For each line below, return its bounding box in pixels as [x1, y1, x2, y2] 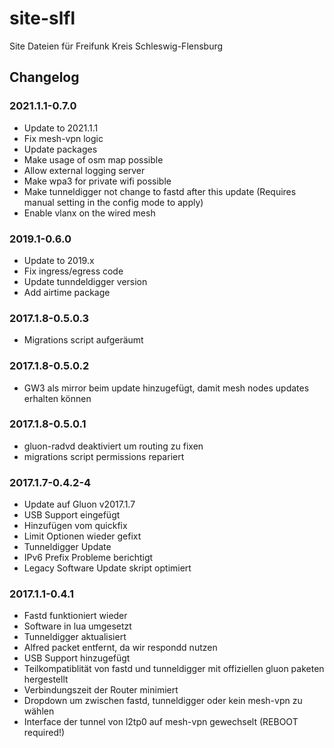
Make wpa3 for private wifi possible [23, 175, 172, 187]
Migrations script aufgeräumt [23, 334, 144, 346]
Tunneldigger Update [23, 541, 112, 553]
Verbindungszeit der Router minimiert [23, 684, 179, 696]
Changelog [9, 69, 80, 86]
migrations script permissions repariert [23, 450, 185, 462]
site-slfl [9, 7, 76, 30]
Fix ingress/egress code [23, 265, 124, 277]
